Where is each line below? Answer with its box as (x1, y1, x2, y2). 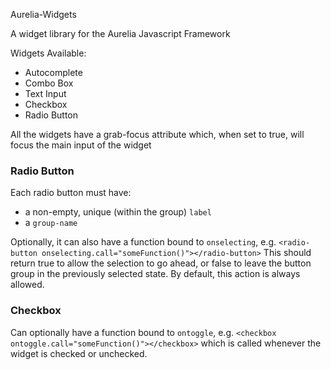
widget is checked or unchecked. (10, 347, 148, 359)
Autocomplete (24, 67, 83, 78)
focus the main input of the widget (10, 139, 152, 151)
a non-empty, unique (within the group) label (24, 206, 212, 218)
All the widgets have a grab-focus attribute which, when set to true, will (10, 129, 305, 140)
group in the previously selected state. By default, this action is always (10, 268, 301, 280)
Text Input (24, 88, 67, 99)
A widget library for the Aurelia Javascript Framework (10, 28, 231, 39)
